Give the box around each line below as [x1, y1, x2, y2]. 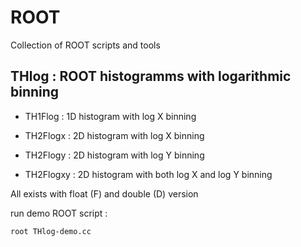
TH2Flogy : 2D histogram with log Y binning [24, 149, 205, 161]
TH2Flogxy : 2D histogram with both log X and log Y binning [24, 168, 273, 180]
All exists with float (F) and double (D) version [10, 187, 199, 200]
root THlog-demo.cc [10, 226, 92, 236]
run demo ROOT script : [10, 207, 108, 219]
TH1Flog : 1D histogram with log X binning [24, 110, 197, 122]
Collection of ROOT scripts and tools [10, 39, 161, 51]
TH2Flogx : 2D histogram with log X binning [24, 129, 205, 141]
